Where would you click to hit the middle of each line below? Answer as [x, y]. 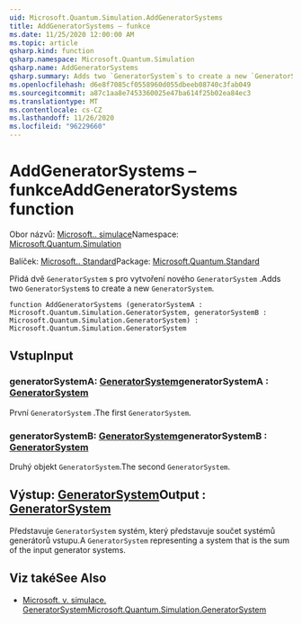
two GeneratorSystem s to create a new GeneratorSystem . [112, 288]
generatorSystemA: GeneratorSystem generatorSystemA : [139, 382]
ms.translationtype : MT [54, 101]
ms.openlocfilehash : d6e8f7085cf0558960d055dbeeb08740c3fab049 [130, 85]
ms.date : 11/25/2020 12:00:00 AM [72, 34]
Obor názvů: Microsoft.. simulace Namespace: [94, 234]
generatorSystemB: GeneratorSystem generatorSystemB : [138, 436]
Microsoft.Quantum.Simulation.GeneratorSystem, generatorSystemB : [138, 312]
